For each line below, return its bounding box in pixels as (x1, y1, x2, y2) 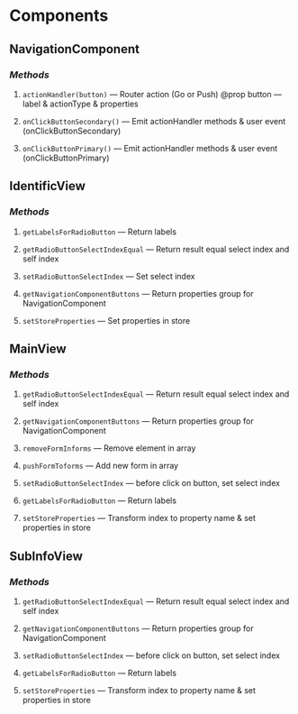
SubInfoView (9, 548, 83, 563)
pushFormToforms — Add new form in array (22, 461, 178, 471)
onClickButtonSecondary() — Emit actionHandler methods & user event (22, 115, 286, 126)
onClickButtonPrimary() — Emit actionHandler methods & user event (22, 142, 278, 153)
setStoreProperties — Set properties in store (22, 315, 191, 325)
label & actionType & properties (22, 98, 140, 109)
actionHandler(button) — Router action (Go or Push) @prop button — (22, 88, 282, 99)
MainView (9, 341, 67, 356)
